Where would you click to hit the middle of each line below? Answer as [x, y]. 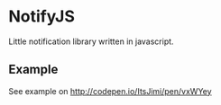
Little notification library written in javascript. [91, 41]
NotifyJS [42, 17]
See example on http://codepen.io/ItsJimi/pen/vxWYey [110, 91]
